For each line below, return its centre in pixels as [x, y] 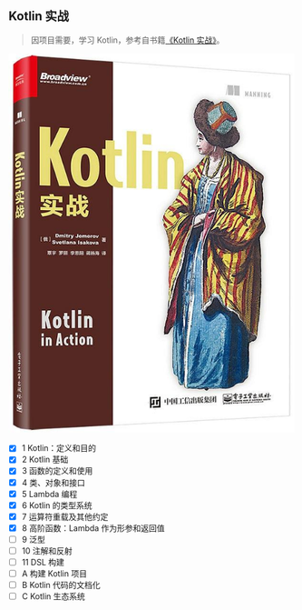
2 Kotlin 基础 [45, 460]
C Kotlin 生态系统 [53, 596]
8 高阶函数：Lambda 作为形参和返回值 [93, 528]
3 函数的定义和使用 [57, 471]
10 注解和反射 [47, 550]
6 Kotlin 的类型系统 [57, 505]
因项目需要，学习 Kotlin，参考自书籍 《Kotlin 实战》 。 [127, 40]
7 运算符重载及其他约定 [65, 516]
